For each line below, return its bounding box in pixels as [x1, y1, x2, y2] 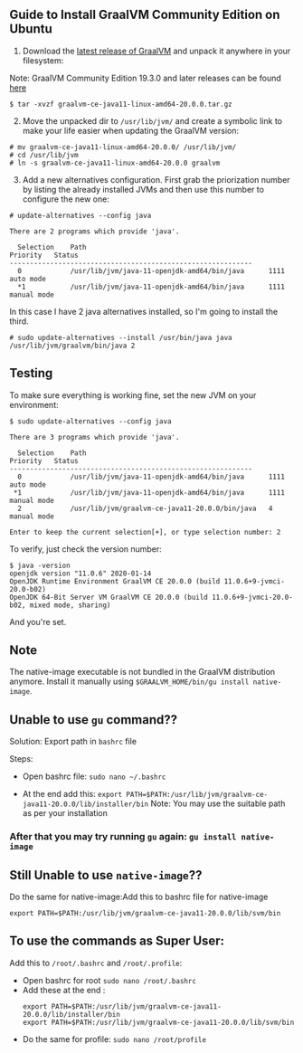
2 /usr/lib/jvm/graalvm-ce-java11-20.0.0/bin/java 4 [17, 504, 273, 513]
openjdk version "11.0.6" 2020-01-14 [9, 569, 152, 578]
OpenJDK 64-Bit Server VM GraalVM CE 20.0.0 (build [9, 593, 208, 602]
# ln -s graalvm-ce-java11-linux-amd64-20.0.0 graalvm [9, 158, 221, 167]
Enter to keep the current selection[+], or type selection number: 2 [9, 527, 281, 536]
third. [9, 316, 29, 327]
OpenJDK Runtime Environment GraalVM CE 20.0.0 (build [9, 576, 221, 586]
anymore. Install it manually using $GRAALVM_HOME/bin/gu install [9, 676, 250, 687]
